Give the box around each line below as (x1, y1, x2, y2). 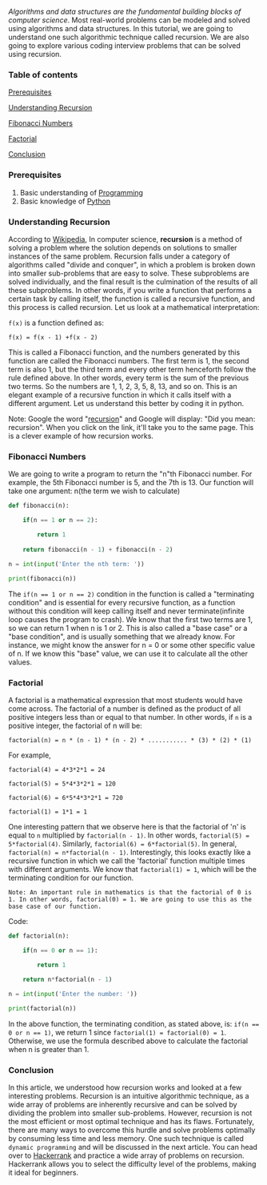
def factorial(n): (8, 932, 70, 940)
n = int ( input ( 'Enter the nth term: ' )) (8, 560, 145, 568)
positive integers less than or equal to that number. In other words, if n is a (8, 713, 253, 722)
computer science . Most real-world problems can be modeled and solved (8, 15, 250, 25)
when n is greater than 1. (8, 1044, 90, 1054)
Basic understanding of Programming (19, 187, 144, 197)
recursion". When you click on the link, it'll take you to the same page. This (8, 422, 254, 432)
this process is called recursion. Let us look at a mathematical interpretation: (8, 302, 260, 311)
